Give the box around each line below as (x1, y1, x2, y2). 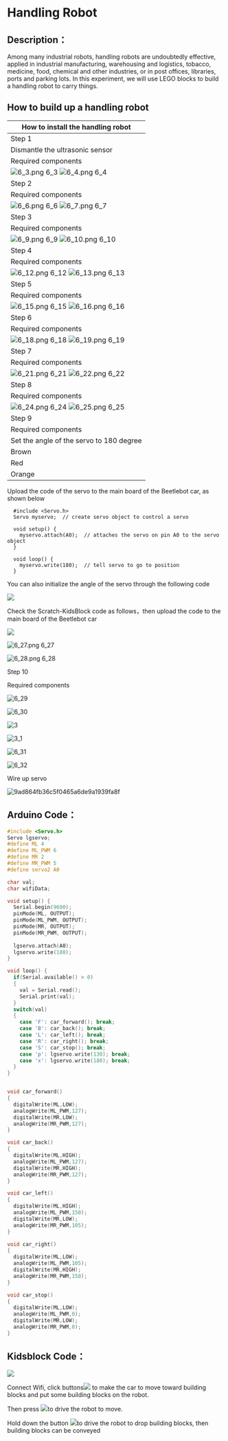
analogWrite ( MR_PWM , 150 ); (13, 1272, 88, 1279)
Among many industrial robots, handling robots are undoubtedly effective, (7, 53, 216, 61)
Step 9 (10, 413, 32, 423)
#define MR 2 (7, 853, 45, 861)
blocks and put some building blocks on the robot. (7, 1390, 149, 1398)
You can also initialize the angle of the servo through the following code (7, 579, 210, 588)
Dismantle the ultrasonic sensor (10, 145, 113, 154)
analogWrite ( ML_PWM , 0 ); (13, 1311, 81, 1318)
